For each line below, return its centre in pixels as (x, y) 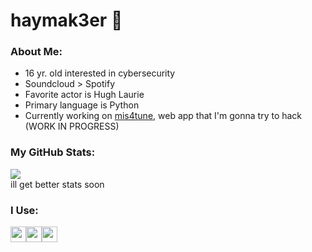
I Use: (24, 210)
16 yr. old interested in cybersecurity (100, 73)
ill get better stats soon (57, 184)
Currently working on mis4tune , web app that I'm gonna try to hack (163, 116)
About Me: (36, 52)
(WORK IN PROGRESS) (72, 126)
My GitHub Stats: (53, 152)
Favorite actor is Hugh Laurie (84, 95)
